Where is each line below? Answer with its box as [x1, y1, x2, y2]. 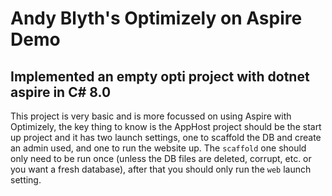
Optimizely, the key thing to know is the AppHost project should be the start [10, 121, 322, 132]
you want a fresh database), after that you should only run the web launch [10, 163, 312, 175]
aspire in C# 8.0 [10, 83, 112, 101]
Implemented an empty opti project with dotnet [10, 68, 310, 85]
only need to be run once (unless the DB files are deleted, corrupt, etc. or [10, 153, 312, 164]
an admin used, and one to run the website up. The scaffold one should [10, 142, 307, 154]
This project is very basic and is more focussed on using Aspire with [10, 110, 292, 122]
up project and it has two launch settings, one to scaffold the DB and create [10, 132, 322, 143]
